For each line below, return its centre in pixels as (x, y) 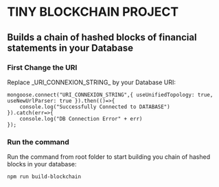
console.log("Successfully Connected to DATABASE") (95, 107)
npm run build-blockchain (44, 177)
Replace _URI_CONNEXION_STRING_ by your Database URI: (92, 82)
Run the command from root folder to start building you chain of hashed (109, 157)
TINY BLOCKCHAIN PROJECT (93, 12)
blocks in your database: (42, 164)
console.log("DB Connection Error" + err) (81, 119)
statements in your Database (70, 48)
